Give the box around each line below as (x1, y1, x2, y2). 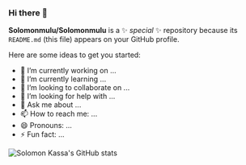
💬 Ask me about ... (19, 100, 82, 109)
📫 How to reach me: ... (19, 109, 98, 119)
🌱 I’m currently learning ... (19, 74, 107, 84)
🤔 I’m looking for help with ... (19, 92, 116, 101)
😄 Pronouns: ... (19, 121, 73, 130)
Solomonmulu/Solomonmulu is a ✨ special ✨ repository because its (8, 26, 238, 35)
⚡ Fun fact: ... (19, 130, 65, 139)
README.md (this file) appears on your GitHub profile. (8, 35, 180, 44)
